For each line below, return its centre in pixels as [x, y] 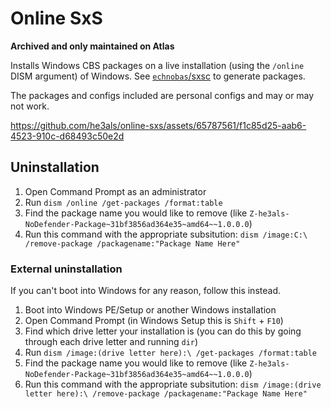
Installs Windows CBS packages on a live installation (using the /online [157, 65]
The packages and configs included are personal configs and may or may [162, 95]
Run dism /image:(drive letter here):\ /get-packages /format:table [170, 353]
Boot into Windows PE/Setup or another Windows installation [150, 310]
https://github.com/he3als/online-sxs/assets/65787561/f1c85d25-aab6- [158, 125]
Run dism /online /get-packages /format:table [123, 202]
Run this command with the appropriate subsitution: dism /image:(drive [173, 384]
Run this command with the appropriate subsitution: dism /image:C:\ [166, 234]
